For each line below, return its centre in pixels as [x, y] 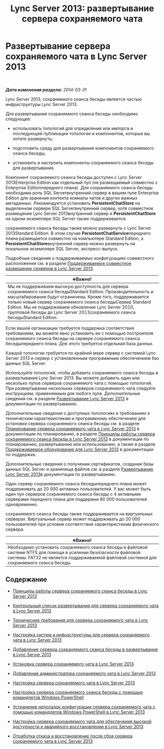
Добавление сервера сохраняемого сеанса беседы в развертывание [85, 649]
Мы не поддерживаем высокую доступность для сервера [68, 286]
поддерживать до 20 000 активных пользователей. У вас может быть [78, 489]
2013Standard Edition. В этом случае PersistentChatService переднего [78, 233]
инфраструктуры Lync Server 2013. [42, 104]
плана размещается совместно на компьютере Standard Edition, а [74, 238]
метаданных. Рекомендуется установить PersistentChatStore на [73, 203]
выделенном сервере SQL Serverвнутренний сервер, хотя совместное [80, 208]
